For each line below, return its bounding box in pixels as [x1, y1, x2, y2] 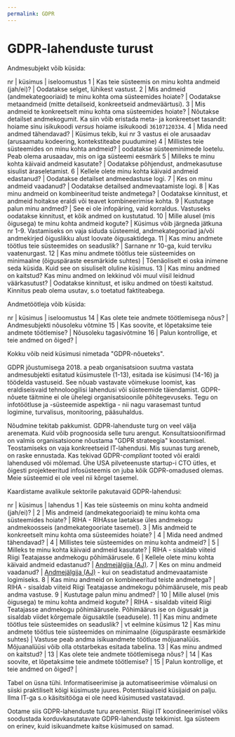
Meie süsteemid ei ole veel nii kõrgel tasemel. [7, 473, 139, 482]
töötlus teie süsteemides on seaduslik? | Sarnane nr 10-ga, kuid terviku [7, 241, 212, 250]
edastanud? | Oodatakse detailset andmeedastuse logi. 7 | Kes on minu [7, 174, 213, 182]
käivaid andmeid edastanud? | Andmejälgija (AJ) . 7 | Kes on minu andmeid [7, 560, 222, 569]
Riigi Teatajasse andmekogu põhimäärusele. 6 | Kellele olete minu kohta [7, 552, 215, 562]
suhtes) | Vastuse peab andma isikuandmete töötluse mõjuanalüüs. [7, 635, 201, 643]
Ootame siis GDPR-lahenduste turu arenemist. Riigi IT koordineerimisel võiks [7, 707, 228, 715]
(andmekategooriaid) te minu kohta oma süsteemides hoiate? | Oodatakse [7, 92, 221, 100]
